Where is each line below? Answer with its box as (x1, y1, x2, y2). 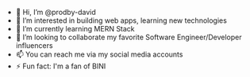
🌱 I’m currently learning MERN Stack (15, 24, 135, 33)
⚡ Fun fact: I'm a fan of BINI (15, 61, 106, 71)
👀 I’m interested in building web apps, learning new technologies (15, 16, 228, 25)
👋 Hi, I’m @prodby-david (15, 8, 97, 16)
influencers (15, 41, 53, 50)
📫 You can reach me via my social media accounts (15, 49, 183, 59)
